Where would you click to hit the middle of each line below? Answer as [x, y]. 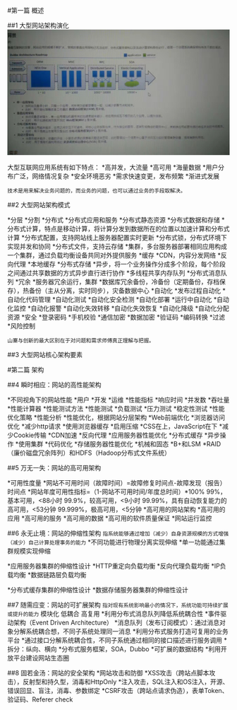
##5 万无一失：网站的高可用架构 [54, 467]
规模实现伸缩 [32, 551]
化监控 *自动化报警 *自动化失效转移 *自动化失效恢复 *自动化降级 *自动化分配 [118, 308]
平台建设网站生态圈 [41, 658]
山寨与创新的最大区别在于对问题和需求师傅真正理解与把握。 [81, 341]
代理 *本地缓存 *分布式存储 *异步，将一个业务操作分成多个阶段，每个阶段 [119, 264]
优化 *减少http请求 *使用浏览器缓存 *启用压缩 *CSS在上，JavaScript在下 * [115, 426]
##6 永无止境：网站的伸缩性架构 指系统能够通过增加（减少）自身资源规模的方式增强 [118, 533]
